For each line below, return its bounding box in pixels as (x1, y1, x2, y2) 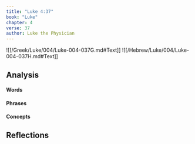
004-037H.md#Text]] (6, 53, 59, 60)
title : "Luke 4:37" (6, 8, 54, 15)
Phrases (6, 99, 27, 106)
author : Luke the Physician (6, 31, 75, 36)
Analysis (6, 70, 39, 80)
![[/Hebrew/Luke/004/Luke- (122, 46, 190, 53)
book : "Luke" (6, 14, 38, 20)
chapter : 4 (6, 19, 33, 25)
